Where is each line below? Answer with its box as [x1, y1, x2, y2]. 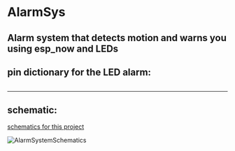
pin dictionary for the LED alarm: [7, 66, 152, 78]
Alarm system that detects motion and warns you [7, 32, 227, 44]
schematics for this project [7, 122, 85, 131]
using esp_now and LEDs [7, 42, 119, 54]
